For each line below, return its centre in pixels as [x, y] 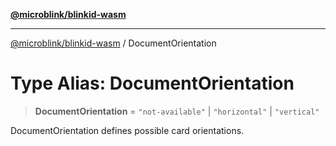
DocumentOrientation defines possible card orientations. [127, 130]
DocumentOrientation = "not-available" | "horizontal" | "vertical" [177, 111]
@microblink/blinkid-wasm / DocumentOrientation [113, 43]
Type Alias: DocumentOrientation [152, 83]
